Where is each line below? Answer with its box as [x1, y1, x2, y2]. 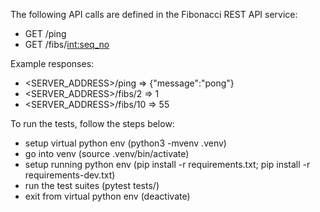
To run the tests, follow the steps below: [10, 118, 175, 129]
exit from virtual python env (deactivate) [24, 190, 191, 202]
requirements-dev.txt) [24, 169, 116, 181]
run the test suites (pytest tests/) [24, 180, 160, 191]
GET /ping [24, 28, 67, 39]
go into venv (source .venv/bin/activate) [24, 148, 190, 159]
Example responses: [10, 58, 95, 69]
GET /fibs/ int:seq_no [24, 39, 110, 50]
